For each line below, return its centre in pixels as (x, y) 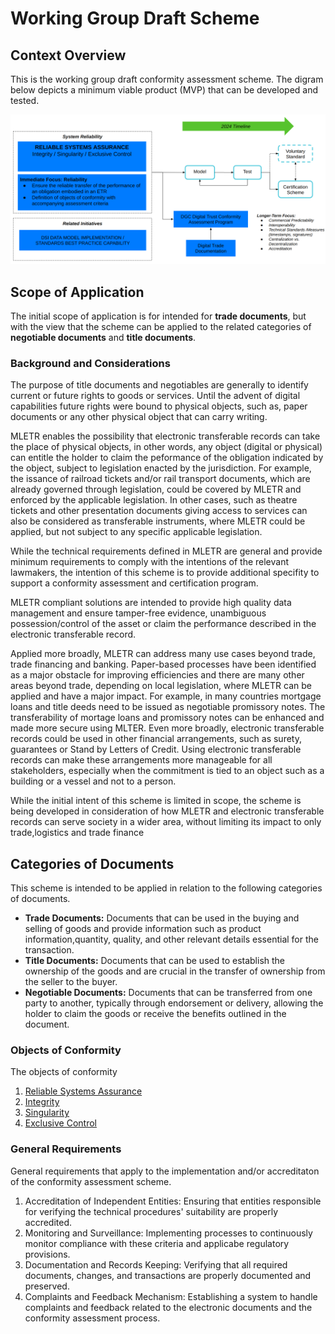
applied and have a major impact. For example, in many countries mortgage (166, 696)
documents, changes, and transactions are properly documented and (168, 1275)
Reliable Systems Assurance (83, 1091)
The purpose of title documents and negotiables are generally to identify (159, 385)
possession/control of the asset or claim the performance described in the (163, 624)
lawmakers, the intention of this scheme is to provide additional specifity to (165, 573)
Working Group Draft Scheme (135, 18)
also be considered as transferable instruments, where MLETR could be (158, 521)
